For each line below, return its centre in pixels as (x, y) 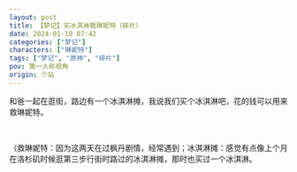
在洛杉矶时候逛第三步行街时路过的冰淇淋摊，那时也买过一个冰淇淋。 (133, 159)
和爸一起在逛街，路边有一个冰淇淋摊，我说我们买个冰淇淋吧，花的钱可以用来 (148, 101)
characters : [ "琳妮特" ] (51, 50)
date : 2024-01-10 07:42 (53, 34)
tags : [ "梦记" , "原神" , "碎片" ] (65, 58)
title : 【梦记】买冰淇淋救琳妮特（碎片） (76, 26)
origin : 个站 (32, 75)
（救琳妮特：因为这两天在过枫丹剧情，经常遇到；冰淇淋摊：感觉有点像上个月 (148, 147)
